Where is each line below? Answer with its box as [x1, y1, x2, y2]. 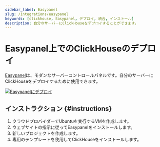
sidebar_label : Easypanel [5, 7, 58, 12]
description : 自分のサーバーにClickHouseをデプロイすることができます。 [5, 20, 139, 26]
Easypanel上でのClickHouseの [5, 43, 131, 54]
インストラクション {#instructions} [5, 104, 112, 112]
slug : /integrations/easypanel [5, 12, 69, 17]
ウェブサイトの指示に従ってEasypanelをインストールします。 [12, 125, 135, 130]
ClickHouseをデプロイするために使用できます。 [5, 78, 100, 84]
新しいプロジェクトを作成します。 [12, 130, 80, 136]
